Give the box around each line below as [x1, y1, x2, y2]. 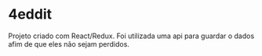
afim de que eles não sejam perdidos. [8, 39, 129, 48]
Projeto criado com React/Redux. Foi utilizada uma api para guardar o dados [8, 31, 255, 40]
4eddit [8, 5, 53, 23]
